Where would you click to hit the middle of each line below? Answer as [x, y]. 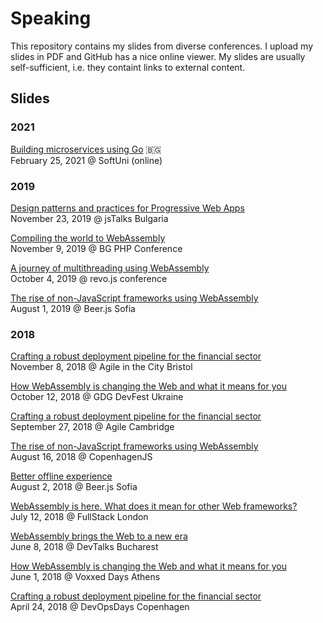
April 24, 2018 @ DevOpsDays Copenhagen [100, 607]
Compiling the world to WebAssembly [88, 238]
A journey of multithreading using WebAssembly [110, 268]
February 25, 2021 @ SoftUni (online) [86, 160]
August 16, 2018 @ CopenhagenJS [81, 457]
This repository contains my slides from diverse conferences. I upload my [162, 46]
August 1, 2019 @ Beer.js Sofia [73, 308]
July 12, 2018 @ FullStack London [79, 517]
